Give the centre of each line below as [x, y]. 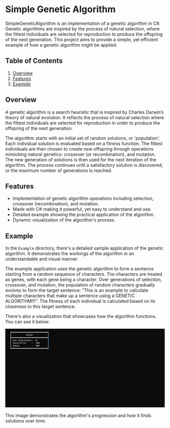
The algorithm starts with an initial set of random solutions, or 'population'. [83, 138]
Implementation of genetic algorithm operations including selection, [83, 198]
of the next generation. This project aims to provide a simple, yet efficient [82, 40]
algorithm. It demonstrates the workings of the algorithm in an [70, 254]
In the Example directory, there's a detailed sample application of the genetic [84, 248]
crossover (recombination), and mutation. [56, 204]
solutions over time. [26, 421]
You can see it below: [28, 322]
